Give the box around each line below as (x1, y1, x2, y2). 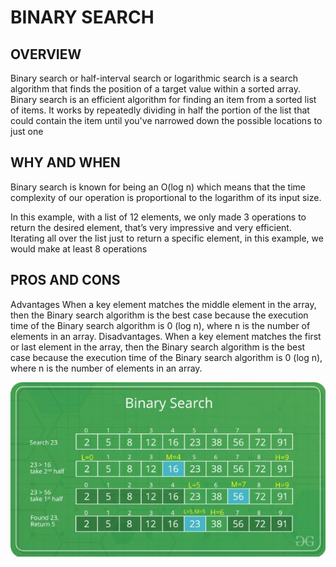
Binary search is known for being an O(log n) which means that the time (10, 181, 307, 193)
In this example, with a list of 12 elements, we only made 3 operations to (10, 211, 307, 223)
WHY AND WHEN (10, 154, 121, 171)
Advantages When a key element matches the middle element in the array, (10, 298, 317, 310)
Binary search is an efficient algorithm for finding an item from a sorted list (10, 94, 317, 105)
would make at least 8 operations (10, 242, 148, 255)
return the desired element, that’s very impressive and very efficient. (10, 221, 292, 233)
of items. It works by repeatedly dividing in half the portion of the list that (10, 104, 310, 116)
